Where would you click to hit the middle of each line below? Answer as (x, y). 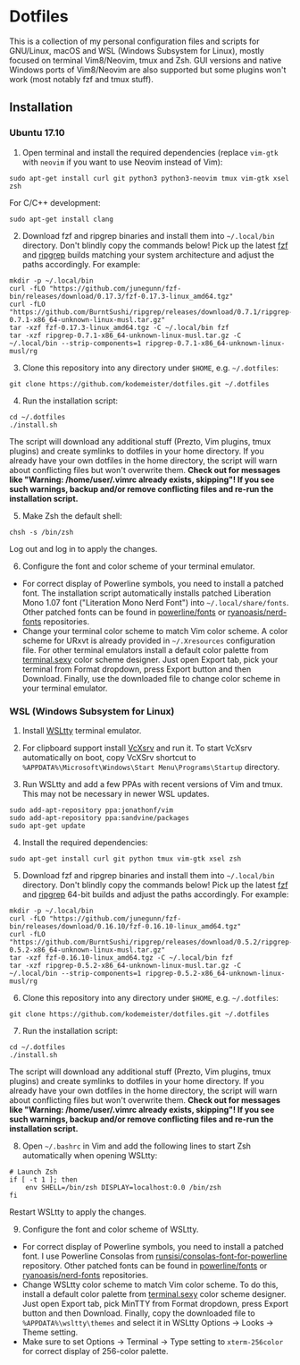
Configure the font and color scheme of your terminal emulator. (138, 566)
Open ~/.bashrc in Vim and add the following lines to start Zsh (137, 1146)
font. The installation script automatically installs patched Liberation (146, 593)
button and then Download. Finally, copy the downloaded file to (139, 1313)
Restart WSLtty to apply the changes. (78, 1212)
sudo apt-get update (48, 826)
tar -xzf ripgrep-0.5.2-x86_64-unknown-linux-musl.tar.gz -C (125, 965)
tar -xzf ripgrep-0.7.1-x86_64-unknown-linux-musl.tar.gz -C (125, 335)
